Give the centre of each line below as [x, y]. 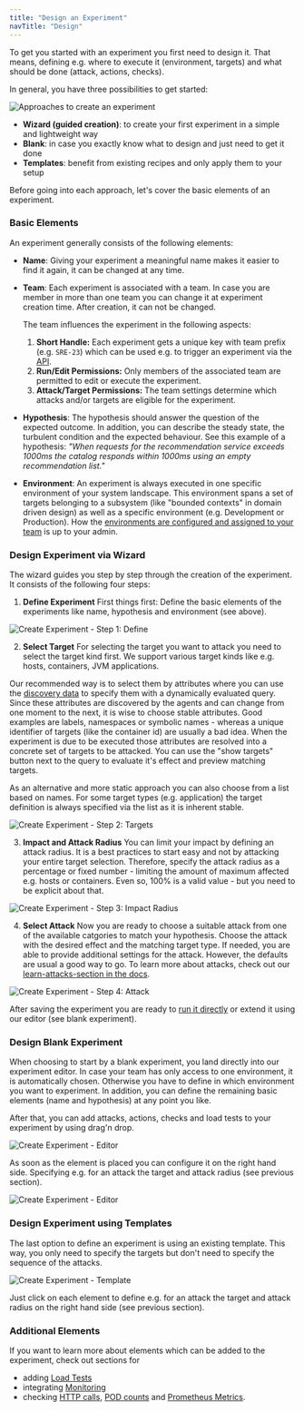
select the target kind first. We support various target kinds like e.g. [148, 657]
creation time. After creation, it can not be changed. [119, 307]
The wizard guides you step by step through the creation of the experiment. [151, 575]
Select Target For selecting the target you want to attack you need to [152, 647]
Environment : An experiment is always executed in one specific [142, 483]
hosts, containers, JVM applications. [91, 666]
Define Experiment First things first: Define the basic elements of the [152, 602]
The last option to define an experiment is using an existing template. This [147, 1243]
